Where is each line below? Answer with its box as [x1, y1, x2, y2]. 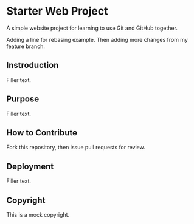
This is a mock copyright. [6, 211, 70, 218]
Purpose [6, 94, 40, 104]
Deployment [6, 161, 54, 171]
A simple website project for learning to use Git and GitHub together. [6, 24, 178, 32]
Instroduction [6, 60, 59, 70]
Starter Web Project [6, 4, 108, 18]
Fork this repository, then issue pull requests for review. [6, 144, 145, 151]
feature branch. [6, 42, 46, 50]
